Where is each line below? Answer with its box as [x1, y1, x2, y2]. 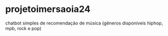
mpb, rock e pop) [5, 25, 42, 31]
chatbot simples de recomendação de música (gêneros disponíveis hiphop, [5, 20, 163, 26]
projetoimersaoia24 [5, 3, 91, 15]
